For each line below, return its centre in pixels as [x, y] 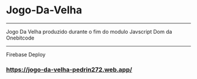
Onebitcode [20, 38]
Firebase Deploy [26, 54]
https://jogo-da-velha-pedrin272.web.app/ [69, 69]
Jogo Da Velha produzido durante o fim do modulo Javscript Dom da [89, 31]
